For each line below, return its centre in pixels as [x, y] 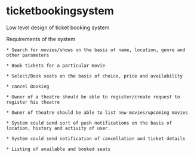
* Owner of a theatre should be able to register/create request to [93, 97]
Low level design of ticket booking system [58, 27]
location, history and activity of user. [58, 128]
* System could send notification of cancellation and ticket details [96, 138]
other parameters [28, 55]
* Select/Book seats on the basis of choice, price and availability [95, 76]
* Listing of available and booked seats [58, 149]
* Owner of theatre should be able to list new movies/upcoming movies [97, 112]
